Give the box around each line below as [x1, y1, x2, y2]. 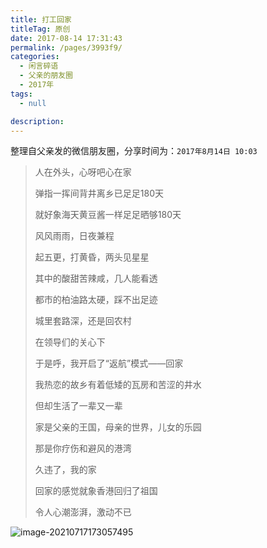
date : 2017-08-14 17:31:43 [10, 33, 123, 43]
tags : [10, 89, 33, 99]
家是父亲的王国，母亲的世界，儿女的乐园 [34, 421, 202, 433]
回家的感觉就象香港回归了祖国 [34, 485, 158, 497]
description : [10, 116, 65, 126]
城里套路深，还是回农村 [34, 315, 132, 327]
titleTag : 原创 [10, 24, 71, 34]
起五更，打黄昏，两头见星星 [34, 251, 150, 263]
